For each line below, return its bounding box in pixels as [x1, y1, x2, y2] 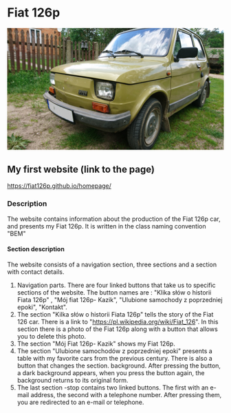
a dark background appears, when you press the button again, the [16, 368, 205, 377]
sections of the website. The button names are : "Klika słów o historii [16, 288, 212, 297]
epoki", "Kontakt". [16, 303, 67, 311]
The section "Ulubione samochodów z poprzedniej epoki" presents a [16, 346, 213, 355]
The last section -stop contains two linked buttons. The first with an [16, 383, 209, 392]
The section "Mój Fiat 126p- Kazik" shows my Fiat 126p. [16, 339, 175, 348]
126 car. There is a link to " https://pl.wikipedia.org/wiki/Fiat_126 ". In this [16, 317, 219, 326]
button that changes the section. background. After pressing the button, [16, 361, 221, 370]
